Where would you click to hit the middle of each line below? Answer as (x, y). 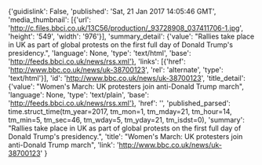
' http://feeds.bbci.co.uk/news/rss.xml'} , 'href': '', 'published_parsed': (120, 103)
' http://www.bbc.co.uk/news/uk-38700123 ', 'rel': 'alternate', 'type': (116, 70)
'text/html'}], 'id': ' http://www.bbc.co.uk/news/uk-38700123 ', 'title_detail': (127, 78)
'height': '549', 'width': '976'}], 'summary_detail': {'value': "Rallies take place (131, 36)
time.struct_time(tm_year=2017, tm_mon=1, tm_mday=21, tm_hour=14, (120, 112)
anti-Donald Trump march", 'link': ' (64, 145)
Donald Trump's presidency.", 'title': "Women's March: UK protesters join (126, 136)
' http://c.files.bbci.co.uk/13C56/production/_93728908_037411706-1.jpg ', (126, 28)
